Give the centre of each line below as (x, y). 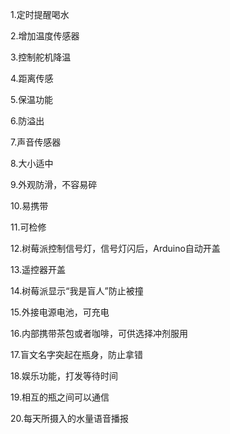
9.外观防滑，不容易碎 (54, 184)
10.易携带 (29, 206)
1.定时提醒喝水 (40, 14)
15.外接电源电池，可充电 (60, 312)
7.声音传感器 (36, 142)
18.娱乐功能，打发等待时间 (64, 376)
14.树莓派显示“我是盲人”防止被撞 (77, 291)
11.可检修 (28, 227)
